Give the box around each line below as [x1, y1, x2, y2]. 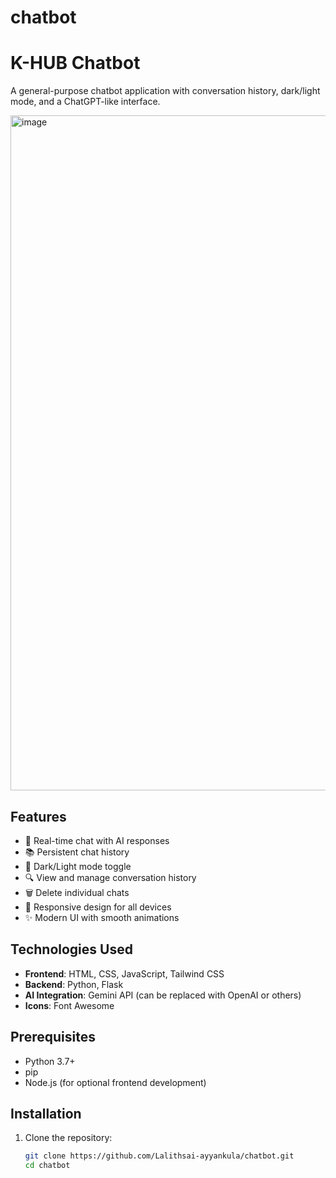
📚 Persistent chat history [24, 846, 130, 858]
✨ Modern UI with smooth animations [24, 911, 180, 923]
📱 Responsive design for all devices [24, 901, 172, 913]
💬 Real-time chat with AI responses [24, 834, 170, 846]
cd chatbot [24, 1161, 71, 1171]
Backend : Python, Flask [24, 978, 124, 990]
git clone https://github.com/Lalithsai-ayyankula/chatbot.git [24, 1151, 295, 1161]
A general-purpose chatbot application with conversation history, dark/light [10, 85, 321, 97]
